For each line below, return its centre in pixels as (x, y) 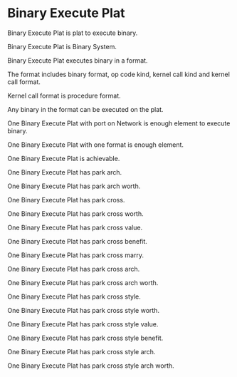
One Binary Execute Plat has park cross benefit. (78, 241)
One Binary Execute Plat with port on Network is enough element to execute (119, 123)
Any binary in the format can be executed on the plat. (85, 109)
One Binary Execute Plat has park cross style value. (83, 324)
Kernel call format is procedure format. (64, 95)
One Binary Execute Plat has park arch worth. (74, 186)
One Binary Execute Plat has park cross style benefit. (85, 338)
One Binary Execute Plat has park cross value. (75, 227)
